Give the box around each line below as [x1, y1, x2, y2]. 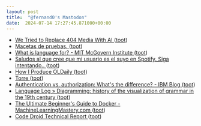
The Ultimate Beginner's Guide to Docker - [14, 100, 121, 107]
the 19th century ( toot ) [14, 94, 71, 101]
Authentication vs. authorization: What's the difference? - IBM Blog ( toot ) [14, 81, 196, 88]
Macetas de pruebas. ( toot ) [14, 43, 83, 50]
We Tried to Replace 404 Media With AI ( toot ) [14, 37, 128, 44]
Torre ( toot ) [14, 74, 44, 82]
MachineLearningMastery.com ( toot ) [14, 106, 106, 114]
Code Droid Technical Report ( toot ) [14, 113, 102, 120]
